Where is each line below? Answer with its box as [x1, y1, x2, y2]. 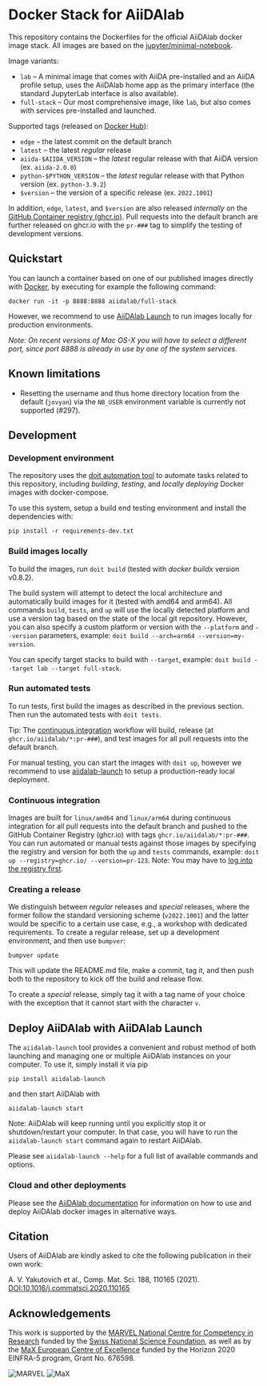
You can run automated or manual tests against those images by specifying [8, 838, 257, 848]
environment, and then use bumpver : [8, 936, 126, 946]
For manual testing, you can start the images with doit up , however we [8, 757, 242, 767]
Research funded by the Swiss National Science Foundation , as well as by [8, 1336, 252, 1346]
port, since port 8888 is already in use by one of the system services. [8, 343, 237, 353]
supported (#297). [19, 405, 81, 415]
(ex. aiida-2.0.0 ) [19, 162, 78, 171]
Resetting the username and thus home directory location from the [19, 388, 240, 398]
